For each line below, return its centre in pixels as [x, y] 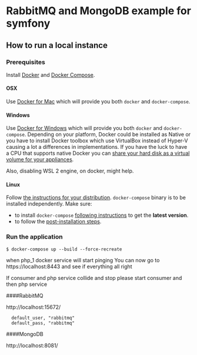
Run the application [34, 237]
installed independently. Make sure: [49, 204]
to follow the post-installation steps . [58, 222]
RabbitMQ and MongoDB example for [98, 11]
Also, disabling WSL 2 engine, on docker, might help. [70, 171]
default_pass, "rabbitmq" [43, 323]
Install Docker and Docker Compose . [51, 74]
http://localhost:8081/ [32, 345]
